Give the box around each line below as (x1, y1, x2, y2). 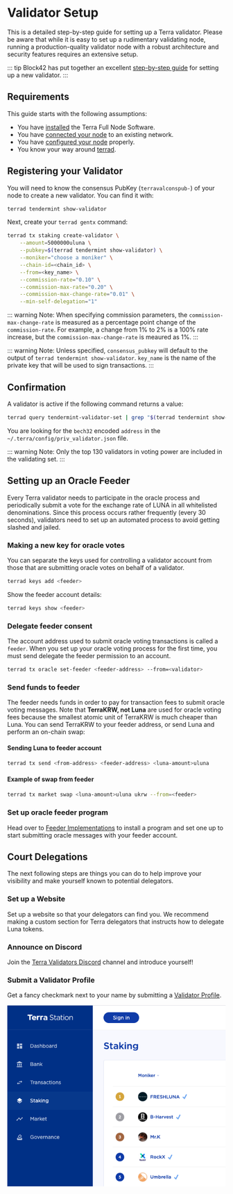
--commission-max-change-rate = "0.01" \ (19, 291, 135, 298)
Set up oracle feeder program (7, 808, 109, 817)
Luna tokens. (7, 924, 44, 933)
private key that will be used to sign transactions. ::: (7, 361, 155, 370)
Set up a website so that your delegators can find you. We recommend (7, 910, 209, 918)
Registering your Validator (7, 165, 123, 177)
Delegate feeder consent (7, 621, 93, 630)
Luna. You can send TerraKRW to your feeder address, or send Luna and (7, 721, 215, 729)
